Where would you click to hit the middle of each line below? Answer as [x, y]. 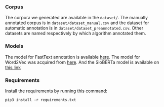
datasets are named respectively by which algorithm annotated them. [76, 34]
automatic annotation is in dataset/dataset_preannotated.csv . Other [74, 28]
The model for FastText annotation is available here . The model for [73, 57]
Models [14, 46]
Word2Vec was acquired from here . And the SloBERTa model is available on [82, 62]
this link [13, 67]
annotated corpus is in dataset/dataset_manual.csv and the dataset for [77, 23]
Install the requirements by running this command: [56, 91]
